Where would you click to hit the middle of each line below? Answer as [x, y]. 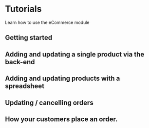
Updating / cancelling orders [49, 102]
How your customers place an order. [61, 119]
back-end [20, 62]
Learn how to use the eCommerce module [47, 22]
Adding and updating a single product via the [75, 54]
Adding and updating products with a [63, 79]
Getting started [29, 38]
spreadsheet [25, 86]
